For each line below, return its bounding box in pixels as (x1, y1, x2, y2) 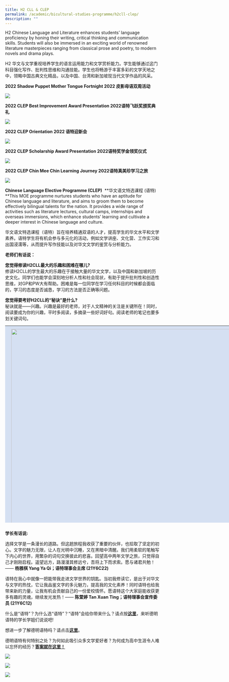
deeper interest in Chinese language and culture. (5, 219, 104, 225)
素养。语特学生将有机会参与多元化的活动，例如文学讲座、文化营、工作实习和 (5, 235, 160, 241)
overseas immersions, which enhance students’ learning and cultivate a (5, 214, 150, 220)
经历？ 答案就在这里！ (22, 644, 65, 650)
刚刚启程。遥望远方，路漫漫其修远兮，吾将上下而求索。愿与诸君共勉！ (13, 559, 155, 565)
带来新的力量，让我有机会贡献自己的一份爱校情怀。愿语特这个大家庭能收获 (5, 588, 155, 594)
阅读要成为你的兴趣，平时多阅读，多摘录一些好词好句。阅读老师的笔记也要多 (5, 309, 160, 315)
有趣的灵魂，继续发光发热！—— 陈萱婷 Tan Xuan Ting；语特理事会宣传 (9, 594, 153, 600)
